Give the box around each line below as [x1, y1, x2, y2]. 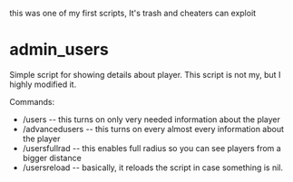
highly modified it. [9, 79, 77, 90]
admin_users [9, 40, 109, 60]
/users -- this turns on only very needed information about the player [22, 113, 281, 125]
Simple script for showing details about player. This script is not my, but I [9, 69, 281, 80]
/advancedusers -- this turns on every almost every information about [22, 123, 284, 134]
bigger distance [22, 152, 82, 163]
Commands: [9, 96, 55, 107]
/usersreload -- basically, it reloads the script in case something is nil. [22, 162, 284, 173]
